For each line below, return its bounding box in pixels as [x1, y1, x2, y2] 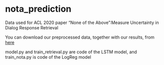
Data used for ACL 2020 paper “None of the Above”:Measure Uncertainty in [5, 20, 159, 25]
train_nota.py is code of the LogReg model [5, 54, 91, 60]
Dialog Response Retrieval [5, 24, 59, 30]
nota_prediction [5, 3, 71, 15]
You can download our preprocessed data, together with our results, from [5, 34, 155, 40]
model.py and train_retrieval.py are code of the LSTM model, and [5, 49, 137, 55]
